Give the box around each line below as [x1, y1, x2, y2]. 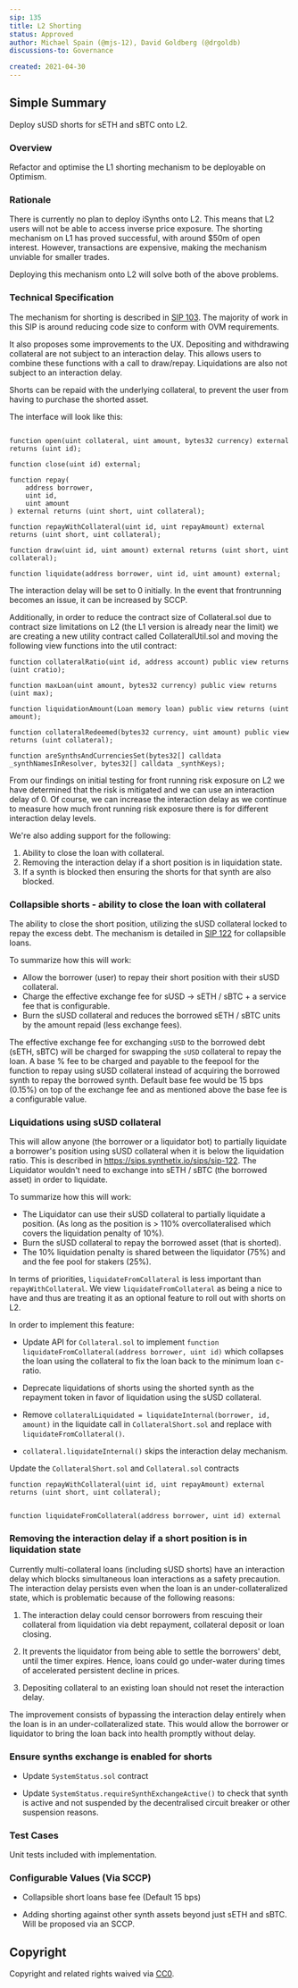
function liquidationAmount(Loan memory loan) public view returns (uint [9, 704, 290, 713]
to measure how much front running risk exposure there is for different [9, 803, 269, 814]
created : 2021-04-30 [9, 63, 87, 71]
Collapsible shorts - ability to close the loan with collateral [9, 898, 266, 910]
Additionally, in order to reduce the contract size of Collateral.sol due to [9, 611, 272, 622]
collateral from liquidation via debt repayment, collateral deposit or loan [21, 1619, 286, 1630]
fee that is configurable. [21, 1001, 111, 1011]
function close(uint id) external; [9, 459, 142, 469]
